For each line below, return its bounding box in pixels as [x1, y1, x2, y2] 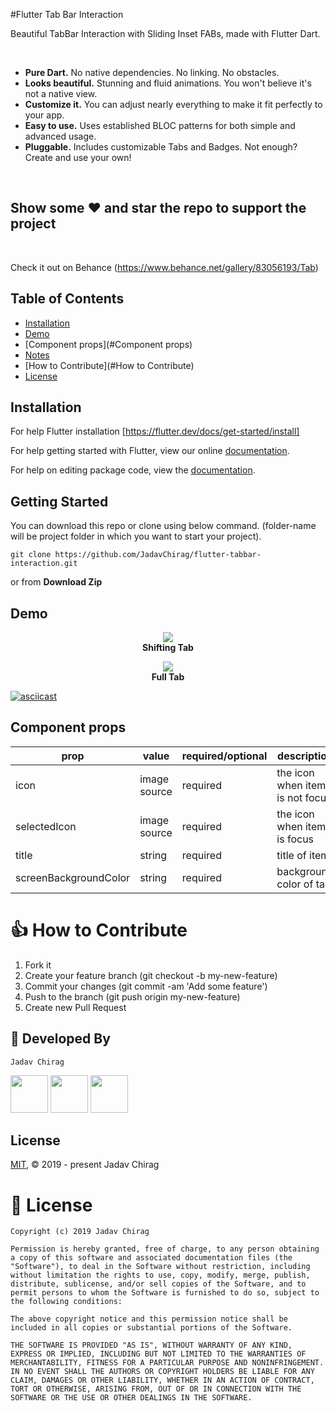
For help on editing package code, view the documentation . [10, 464, 256, 476]
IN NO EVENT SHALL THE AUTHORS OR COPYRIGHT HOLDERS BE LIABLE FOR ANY [10, 1367, 315, 1377]
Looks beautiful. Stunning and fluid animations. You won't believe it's [24, 77, 312, 89]
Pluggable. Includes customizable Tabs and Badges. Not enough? [24, 141, 298, 153]
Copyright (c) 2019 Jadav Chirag [10, 1227, 150, 1237]
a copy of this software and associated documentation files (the [10, 1253, 293, 1263]
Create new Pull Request [24, 1001, 127, 1013]
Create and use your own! [24, 152, 132, 163]
